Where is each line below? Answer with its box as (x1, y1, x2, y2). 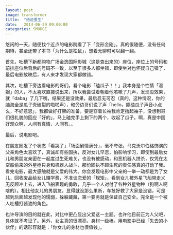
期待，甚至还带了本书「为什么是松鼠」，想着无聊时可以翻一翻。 (5, 48, 139, 54)
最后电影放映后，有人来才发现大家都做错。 (5, 71, 96, 77)
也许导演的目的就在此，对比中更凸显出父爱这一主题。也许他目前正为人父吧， (5, 211, 168, 218)
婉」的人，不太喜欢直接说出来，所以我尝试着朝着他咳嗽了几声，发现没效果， (5, 89, 168, 95)
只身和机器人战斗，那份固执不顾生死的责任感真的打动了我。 (41, 162, 168, 168)
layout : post (5, 7, 33, 13)
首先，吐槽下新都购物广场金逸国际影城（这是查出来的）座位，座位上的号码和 (5, 58, 168, 65)
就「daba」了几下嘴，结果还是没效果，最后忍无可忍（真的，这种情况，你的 (5, 95, 165, 102)
